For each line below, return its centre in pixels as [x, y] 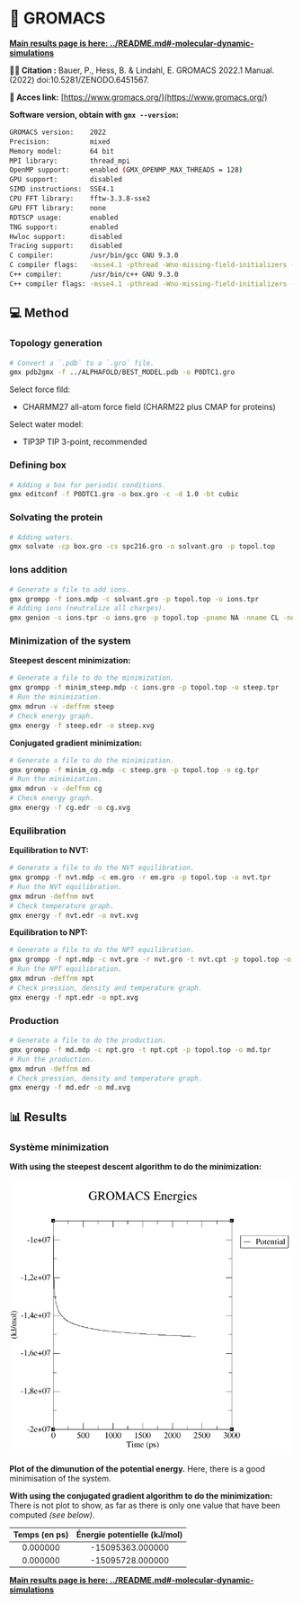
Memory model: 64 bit [62, 151]
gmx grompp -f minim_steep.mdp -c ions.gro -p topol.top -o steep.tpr [144, 688]
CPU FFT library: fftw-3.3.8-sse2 [80, 199]
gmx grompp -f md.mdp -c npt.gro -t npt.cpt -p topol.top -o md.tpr [140, 1050]
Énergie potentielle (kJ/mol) [129, 1535]
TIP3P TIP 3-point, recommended [84, 442]
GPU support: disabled [66, 180]
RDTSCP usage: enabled [64, 218]
